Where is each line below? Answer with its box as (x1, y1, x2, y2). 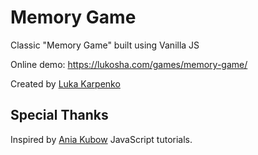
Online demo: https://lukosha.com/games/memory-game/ (10, 58, 248, 70)
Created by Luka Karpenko (10, 77, 121, 90)
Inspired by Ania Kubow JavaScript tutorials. (10, 133, 193, 145)
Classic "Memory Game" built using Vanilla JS (10, 39, 200, 51)
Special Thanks (10, 107, 109, 124)
